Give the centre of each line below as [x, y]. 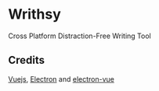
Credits [27, 60]
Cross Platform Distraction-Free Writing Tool [79, 36]
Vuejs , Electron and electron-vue [61, 79]
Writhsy [34, 14]
